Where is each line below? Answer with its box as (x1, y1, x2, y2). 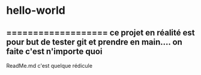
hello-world (6, 4, 66, 17)
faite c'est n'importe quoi (6, 46, 103, 56)
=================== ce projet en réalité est (6, 28, 195, 38)
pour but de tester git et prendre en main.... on (6, 37, 183, 47)
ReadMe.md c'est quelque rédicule (6, 62, 93, 69)
